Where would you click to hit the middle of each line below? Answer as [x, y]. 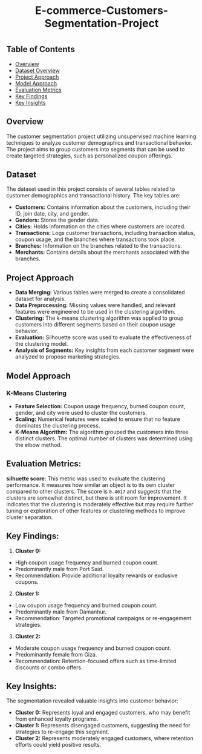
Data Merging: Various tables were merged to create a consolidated [100, 293]
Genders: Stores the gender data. [57, 220]
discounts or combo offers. [49, 667]
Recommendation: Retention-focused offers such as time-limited [96, 661]
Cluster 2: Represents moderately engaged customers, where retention [104, 738]
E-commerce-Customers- [102, 11]
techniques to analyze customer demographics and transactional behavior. [99, 142]
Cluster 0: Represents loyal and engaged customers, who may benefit [103, 713]
